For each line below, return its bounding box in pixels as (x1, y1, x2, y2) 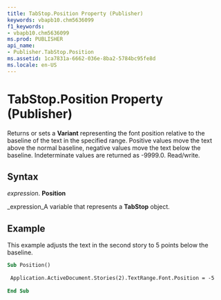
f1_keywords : (7, 23, 45, 30)
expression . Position (7, 189, 66, 198)
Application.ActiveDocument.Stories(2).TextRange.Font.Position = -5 (10, 274, 215, 281)
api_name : (7, 42, 36, 49)
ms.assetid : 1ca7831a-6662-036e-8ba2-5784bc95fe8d (7, 55, 156, 62)
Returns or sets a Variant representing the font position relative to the (7, 129, 205, 137)
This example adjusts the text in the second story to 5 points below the (7, 241, 209, 250)
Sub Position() (7, 262, 51, 269)
